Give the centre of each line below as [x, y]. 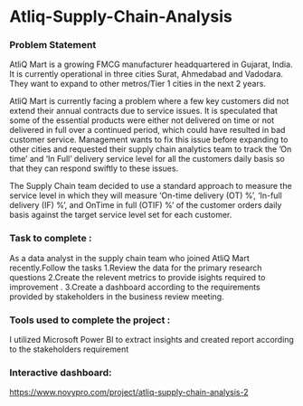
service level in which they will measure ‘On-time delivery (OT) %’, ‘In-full [146, 195]
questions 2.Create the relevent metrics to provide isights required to [137, 277]
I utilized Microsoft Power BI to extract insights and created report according [151, 340]
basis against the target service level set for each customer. [121, 215]
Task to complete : [51, 239]
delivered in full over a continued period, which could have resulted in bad [147, 130]
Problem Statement [53, 45]
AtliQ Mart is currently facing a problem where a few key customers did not [149, 101]
